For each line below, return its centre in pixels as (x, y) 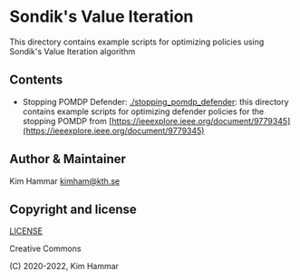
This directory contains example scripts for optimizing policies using (137, 42)
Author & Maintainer (68, 159)
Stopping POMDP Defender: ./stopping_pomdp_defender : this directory (155, 101)
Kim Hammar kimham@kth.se (65, 181)
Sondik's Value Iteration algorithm (73, 51)
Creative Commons (45, 249)
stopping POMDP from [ (67, 121)
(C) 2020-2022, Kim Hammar (64, 266)
